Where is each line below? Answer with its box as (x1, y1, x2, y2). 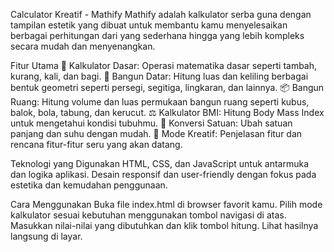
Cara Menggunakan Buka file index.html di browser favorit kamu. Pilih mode (10, 199, 323, 210)
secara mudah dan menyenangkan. (10, 40, 156, 52)
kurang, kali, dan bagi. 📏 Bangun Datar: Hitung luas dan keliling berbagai (10, 70, 309, 82)
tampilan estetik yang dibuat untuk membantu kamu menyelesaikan (10, 19, 288, 31)
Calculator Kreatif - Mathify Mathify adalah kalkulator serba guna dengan (10, 9, 312, 20)
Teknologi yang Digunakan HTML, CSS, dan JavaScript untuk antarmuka (10, 158, 310, 169)
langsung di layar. (10, 230, 83, 242)
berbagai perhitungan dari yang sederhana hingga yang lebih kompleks (10, 30, 305, 41)
